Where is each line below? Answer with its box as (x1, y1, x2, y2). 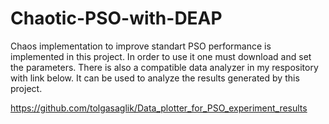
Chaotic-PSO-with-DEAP (10, 7, 223, 30)
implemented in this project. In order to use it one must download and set (10, 50, 312, 62)
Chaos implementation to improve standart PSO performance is (10, 40, 272, 52)
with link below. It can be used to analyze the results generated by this (10, 72, 300, 84)
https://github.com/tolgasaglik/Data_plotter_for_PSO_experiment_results (10, 102, 308, 114)
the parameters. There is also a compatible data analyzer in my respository (10, 61, 319, 73)
